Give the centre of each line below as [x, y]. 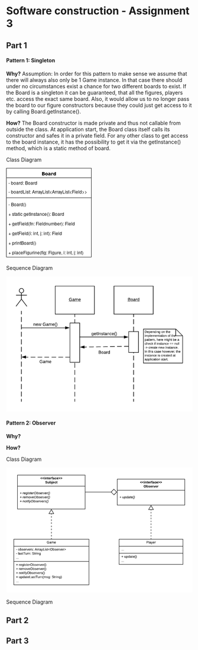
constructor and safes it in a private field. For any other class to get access [97, 135]
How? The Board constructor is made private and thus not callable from [94, 123]
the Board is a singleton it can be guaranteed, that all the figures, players [95, 93]
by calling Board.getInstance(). [44, 111]
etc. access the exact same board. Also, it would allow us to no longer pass [98, 98]
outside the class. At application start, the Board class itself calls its [88, 129]
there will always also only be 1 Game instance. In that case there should [94, 80]
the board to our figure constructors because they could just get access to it [99, 105]
